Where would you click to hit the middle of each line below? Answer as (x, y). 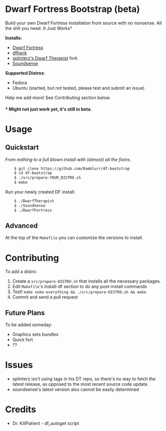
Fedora (20, 83)
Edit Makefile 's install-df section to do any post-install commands (80, 287)
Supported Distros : (25, 73)
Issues (19, 365)
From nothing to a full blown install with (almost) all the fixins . (68, 159)
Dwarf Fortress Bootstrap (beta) (73, 9)
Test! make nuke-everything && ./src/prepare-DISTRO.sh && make (79, 292)
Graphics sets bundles (35, 334)
